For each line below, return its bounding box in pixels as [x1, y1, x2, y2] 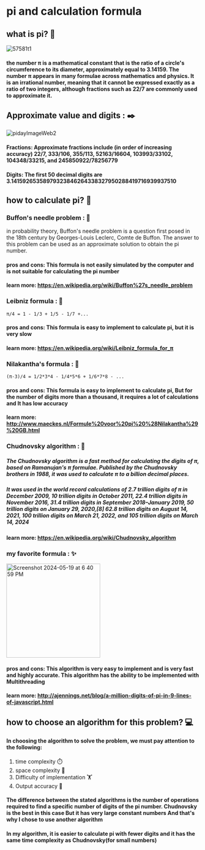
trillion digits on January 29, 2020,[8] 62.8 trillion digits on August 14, [6, 505, 188, 513]
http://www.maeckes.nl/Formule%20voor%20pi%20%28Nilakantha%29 [6, 420, 199, 427]
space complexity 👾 [15, 766, 65, 774]
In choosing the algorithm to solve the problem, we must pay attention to [6, 737, 195, 744]
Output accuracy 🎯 [15, 782, 63, 790]
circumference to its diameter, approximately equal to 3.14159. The [6, 66, 179, 73]
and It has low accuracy [6, 399, 69, 407]
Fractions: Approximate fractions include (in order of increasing [6, 144, 173, 151]
